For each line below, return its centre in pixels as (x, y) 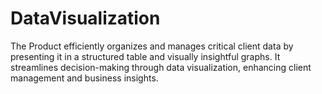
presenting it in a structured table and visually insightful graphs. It (145, 56)
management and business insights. (84, 78)
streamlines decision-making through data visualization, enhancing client (161, 67)
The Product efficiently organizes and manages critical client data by (152, 46)
